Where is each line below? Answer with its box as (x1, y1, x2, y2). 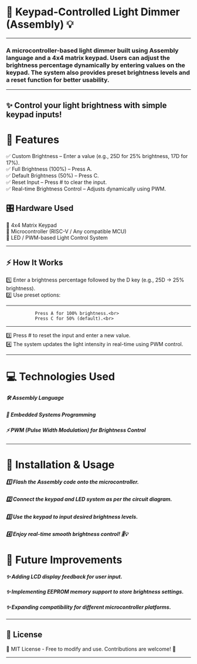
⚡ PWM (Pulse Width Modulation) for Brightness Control (6, 426, 146, 434)
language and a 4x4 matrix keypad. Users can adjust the (6, 53, 170, 62)
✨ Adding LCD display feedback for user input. (6, 573, 123, 580)
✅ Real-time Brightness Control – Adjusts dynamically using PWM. (6, 185, 166, 192)
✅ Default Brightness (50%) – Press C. (6, 172, 99, 179)
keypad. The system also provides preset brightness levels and (6, 68, 191, 76)
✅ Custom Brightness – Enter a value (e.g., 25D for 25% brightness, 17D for (6, 152, 188, 159)
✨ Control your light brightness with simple (6, 100, 167, 110)
